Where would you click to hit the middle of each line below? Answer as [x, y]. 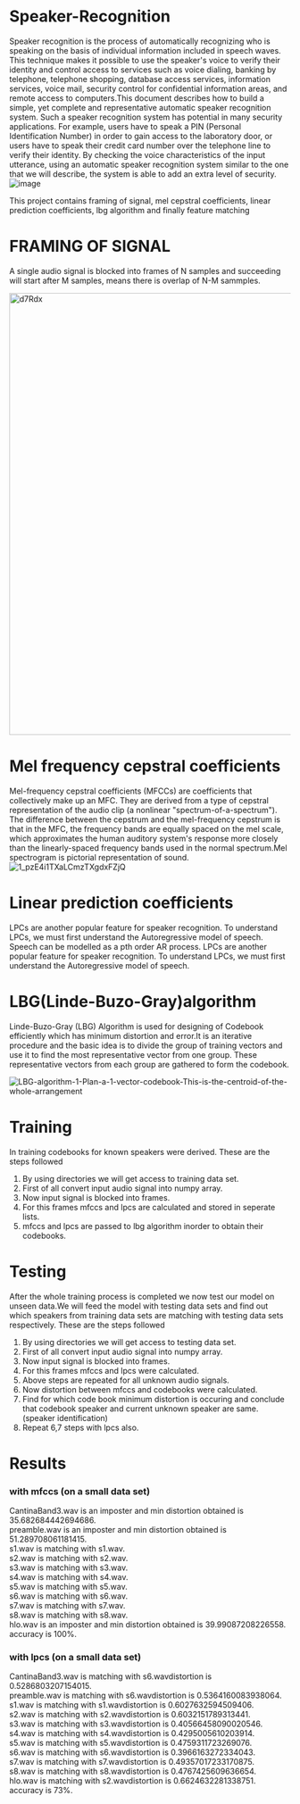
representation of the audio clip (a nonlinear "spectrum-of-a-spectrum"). [143, 810]
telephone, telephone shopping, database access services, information [140, 79]
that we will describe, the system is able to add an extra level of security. [143, 174]
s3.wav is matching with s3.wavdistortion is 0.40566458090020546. [136, 1724]
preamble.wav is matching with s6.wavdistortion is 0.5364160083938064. [146, 1696]
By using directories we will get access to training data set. [130, 1178]
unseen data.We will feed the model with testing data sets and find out [139, 1306]
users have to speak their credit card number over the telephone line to [140, 145]
